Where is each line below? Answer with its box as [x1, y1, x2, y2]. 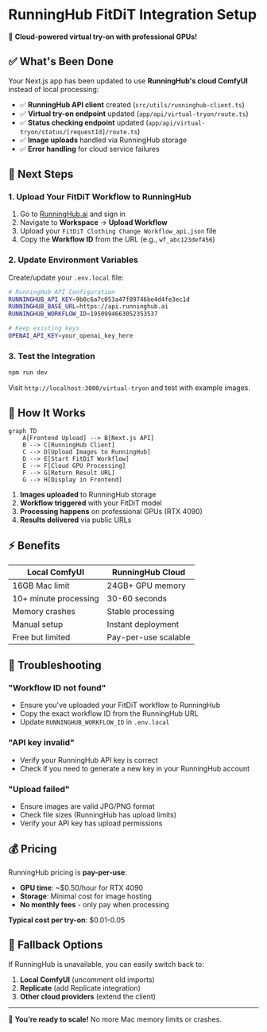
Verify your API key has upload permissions [19, 818, 163, 828]
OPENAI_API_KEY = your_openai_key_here [8, 332, 133, 340]
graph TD [8, 427, 37, 435]
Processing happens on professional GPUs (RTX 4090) [19, 506, 203, 516]
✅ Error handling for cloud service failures [19, 144, 161, 153]
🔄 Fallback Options [8, 938, 103, 952]
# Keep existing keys [8, 324, 80, 333]
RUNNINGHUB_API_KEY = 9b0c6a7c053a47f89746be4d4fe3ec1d [8, 296, 191, 303]
